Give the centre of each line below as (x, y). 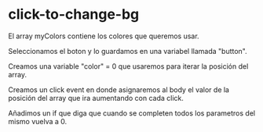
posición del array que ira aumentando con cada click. (96, 98)
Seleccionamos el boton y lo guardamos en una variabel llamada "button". (128, 51)
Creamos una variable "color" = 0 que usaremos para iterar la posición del (128, 66)
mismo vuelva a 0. (38, 121)
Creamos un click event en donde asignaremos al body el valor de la (119, 89)
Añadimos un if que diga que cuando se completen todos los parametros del (132, 113)
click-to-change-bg (74, 14)
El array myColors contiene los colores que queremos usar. (104, 36)
